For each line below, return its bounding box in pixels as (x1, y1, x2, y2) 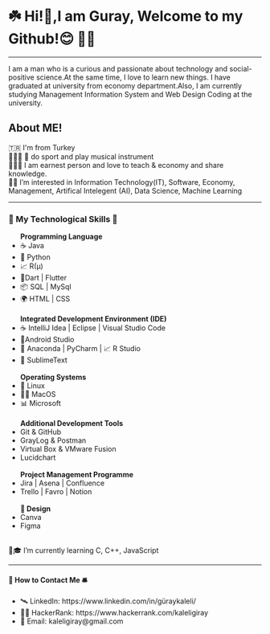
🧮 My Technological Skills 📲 (8, 213, 118, 224)
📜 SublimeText (19, 355, 68, 365)
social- (228, 63, 252, 73)
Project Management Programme (19, 470, 134, 480)
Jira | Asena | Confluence (19, 478, 105, 488)
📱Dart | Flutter (19, 273, 67, 283)
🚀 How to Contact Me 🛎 (8, 575, 88, 584)
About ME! (8, 121, 63, 135)
